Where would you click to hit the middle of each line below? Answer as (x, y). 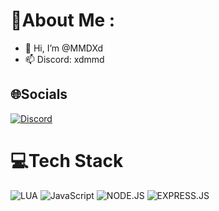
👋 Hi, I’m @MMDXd (64, 48)
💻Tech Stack (67, 160)
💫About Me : (63, 20)
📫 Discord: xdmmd (64, 59)
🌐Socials (39, 94)
